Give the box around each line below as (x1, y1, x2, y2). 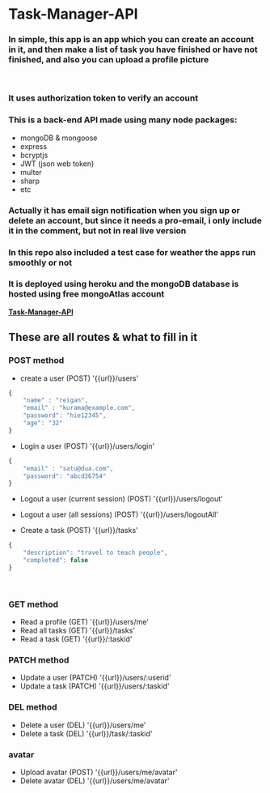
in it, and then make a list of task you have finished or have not (8, 44, 259, 55)
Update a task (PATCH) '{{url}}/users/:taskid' (19, 681, 170, 691)
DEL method (8, 701, 58, 713)
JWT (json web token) (19, 159, 95, 168)
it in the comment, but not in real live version (8, 224, 187, 236)
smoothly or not (8, 257, 73, 268)
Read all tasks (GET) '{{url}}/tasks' (19, 625, 136, 636)
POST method (8, 355, 65, 366)
